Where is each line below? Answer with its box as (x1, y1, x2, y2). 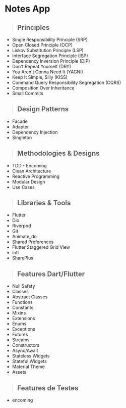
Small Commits (12, 90, 43, 96)
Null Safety (12, 283, 35, 289)
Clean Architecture (12, 168, 51, 174)
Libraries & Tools (17, 199, 71, 207)
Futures (12, 332, 28, 338)
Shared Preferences (12, 239, 54, 245)
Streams (12, 337, 30, 343)
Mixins (12, 310, 26, 316)
